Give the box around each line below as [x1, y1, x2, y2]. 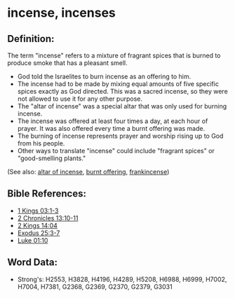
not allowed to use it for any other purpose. [17, 94, 142, 103]
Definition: [7, 33, 55, 45]
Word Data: [7, 257, 58, 269]
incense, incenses [7, 5, 116, 21]
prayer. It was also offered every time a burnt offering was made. [17, 125, 206, 132]
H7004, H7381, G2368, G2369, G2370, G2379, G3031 [17, 282, 173, 291]
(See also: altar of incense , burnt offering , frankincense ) [7, 168, 170, 176]
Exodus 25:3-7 [17, 229, 60, 237]
